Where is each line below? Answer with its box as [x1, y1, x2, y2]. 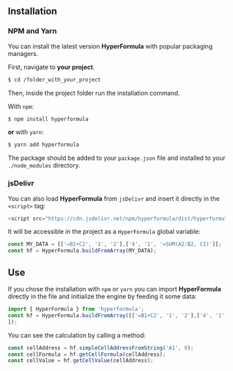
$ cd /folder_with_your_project [8, 76, 101, 83]
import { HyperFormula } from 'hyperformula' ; [8, 306, 145, 313]
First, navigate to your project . [8, 62, 95, 71]
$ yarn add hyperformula [8, 141, 80, 148]
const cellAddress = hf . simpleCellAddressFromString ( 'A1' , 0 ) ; [8, 344, 194, 352]
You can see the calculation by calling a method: [8, 331, 146, 339]
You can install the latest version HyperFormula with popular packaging [8, 42, 213, 51]
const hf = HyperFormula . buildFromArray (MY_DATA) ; [8, 247, 157, 255]
